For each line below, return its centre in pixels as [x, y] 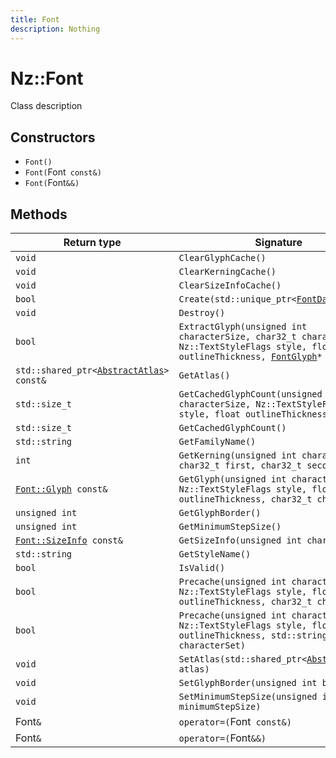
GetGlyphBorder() [220, 513]
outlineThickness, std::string [253, 635]
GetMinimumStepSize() [230, 527]
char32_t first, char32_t [240, 465]
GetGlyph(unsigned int [232, 479]
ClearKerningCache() [227, 272]
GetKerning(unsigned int [237, 455]
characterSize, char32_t [237, 337]
